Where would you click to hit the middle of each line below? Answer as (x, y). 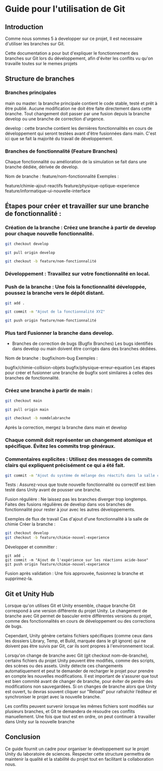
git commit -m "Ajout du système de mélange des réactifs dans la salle (80, 475)
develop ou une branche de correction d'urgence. (55, 119)
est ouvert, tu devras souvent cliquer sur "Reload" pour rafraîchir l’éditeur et (81, 692)
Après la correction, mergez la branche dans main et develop (66, 428)
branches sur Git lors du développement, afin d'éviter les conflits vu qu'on (79, 58)
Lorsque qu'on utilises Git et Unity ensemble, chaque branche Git (70, 606)
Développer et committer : (31, 547)
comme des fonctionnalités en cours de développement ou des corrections (80, 621)
